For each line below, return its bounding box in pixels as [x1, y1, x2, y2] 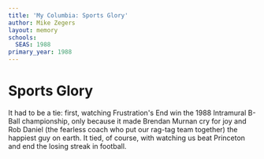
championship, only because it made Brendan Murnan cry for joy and [21, 116, 247, 126]
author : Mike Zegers [8, 19, 76, 27]
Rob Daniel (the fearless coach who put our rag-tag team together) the [8, 124, 238, 134]
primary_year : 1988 [8, 48, 73, 56]
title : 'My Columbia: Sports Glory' [8, 11, 128, 20]
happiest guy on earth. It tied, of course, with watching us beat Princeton [8, 133, 246, 142]
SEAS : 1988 [15, 41, 51, 49]
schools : [8, 33, 37, 42]
